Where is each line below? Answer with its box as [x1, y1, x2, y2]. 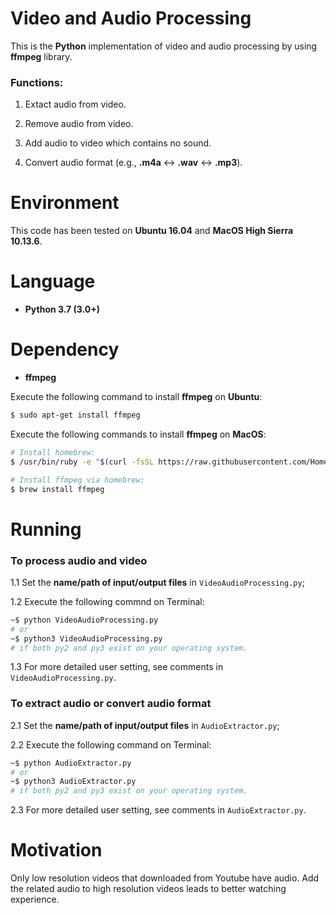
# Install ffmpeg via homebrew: [10, 475, 145, 485]
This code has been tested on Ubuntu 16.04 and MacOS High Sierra [10, 225, 294, 237]
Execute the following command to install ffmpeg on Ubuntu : [10, 391, 263, 403]
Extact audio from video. [24, 98, 127, 111]
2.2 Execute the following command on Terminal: [10, 738, 212, 751]
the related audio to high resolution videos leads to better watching [10, 883, 287, 895]
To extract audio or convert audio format [10, 697, 212, 711]
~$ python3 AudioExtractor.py [10, 777, 137, 787]
